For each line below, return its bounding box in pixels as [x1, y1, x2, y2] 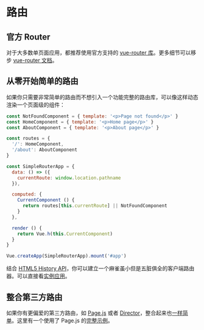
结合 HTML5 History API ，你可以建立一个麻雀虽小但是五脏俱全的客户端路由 [6, 265, 195, 272]
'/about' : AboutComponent [12, 147, 78, 153]
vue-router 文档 [13, 57, 53, 64]
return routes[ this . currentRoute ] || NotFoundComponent [22, 203, 167, 209]
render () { [12, 225, 43, 231]
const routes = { [6, 135, 51, 142]
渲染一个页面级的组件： [6, 101, 65, 108]
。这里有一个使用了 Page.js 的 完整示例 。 [12, 317, 114, 324]
